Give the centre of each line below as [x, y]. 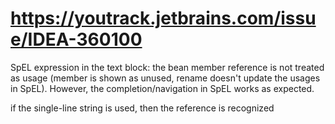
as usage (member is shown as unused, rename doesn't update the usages [165, 78]
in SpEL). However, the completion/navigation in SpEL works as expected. [162, 88]
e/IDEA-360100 [76, 39]
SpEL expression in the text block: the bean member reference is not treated [167, 67]
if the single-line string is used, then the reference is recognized [142, 108]
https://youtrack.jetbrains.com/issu [163, 18]
